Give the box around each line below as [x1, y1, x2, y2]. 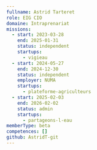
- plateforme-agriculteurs [22, 89, 92, 95]
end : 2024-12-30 [17, 66, 59, 72]
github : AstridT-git [6, 134, 59, 141]
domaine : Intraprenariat [6, 20, 70, 26]
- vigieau [22, 54, 48, 61]
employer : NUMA [17, 77, 56, 83]
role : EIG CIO [6, 15, 43, 21]
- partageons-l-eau [22, 117, 72, 123]
